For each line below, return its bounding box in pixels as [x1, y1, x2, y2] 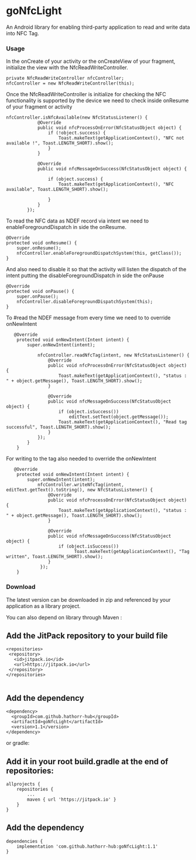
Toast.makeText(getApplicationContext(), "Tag [74, 549, 190, 555]
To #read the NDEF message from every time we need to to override [6, 314, 171, 321]
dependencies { [6, 838, 43, 844]
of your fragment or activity [6, 103, 73, 110]
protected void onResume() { [6, 240, 77, 246]
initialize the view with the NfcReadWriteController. [6, 64, 129, 71]
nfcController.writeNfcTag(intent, [37, 482, 125, 488]
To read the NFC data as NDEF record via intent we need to [6, 217, 149, 224]
